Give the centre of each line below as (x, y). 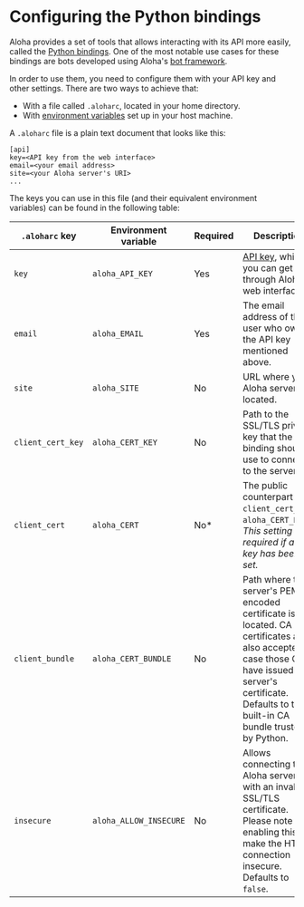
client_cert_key (49, 442)
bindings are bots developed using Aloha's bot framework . (119, 61)
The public (265, 485)
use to (256, 459)
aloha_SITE (115, 388)
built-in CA (266, 715)
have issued (268, 670)
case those (266, 659)
